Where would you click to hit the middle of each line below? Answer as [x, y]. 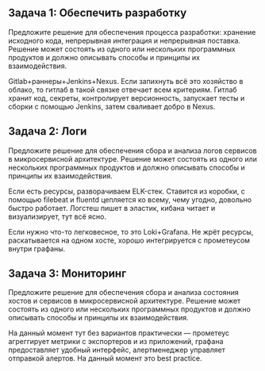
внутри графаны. [37, 248]
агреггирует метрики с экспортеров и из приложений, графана [116, 342]
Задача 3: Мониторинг [67, 274]
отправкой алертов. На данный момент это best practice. [105, 358]
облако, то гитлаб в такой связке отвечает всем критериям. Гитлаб [123, 90]
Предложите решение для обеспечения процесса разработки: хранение [132, 32]
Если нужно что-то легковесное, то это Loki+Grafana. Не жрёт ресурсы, [131, 231]
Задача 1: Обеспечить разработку [98, 13]
